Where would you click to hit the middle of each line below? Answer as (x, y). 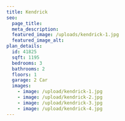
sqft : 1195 (26, 57)
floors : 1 (24, 75)
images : (22, 86)
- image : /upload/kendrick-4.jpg (60, 108)
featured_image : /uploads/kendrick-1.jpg (66, 35)
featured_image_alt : (38, 40)
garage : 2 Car (30, 80)
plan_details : (25, 46)
